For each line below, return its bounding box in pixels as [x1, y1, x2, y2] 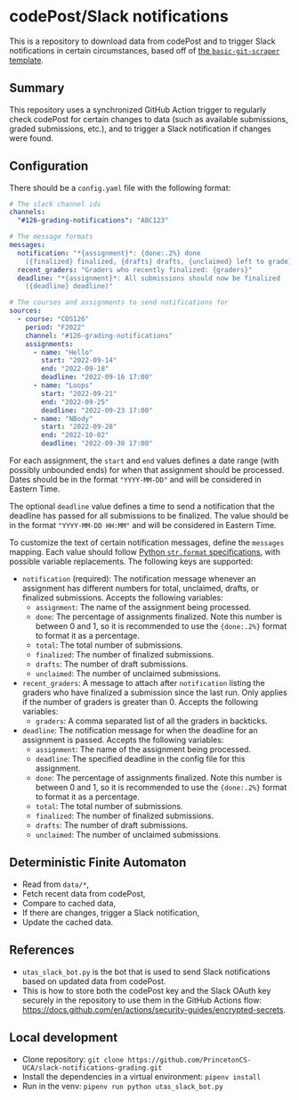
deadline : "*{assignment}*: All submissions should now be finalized [17, 274, 280, 283]
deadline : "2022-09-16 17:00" [41, 373, 153, 382]
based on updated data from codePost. [21, 975, 166, 987]
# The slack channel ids [9, 199, 101, 209]
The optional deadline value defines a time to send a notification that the [9, 501, 276, 512]
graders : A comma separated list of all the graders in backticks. [35, 715, 269, 726]
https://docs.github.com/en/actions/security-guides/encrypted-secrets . [21, 1004, 287, 1014]
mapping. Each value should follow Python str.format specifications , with [9, 547, 280, 558]
